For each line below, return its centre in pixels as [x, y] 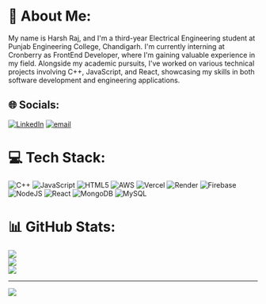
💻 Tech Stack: [57, 157]
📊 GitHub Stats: [62, 227]
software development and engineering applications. [94, 80]
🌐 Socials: [34, 105]
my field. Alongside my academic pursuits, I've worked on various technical [131, 63]
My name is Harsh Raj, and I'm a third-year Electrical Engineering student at [132, 38]
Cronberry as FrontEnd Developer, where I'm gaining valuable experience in [132, 55]
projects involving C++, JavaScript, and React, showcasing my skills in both [131, 71]
